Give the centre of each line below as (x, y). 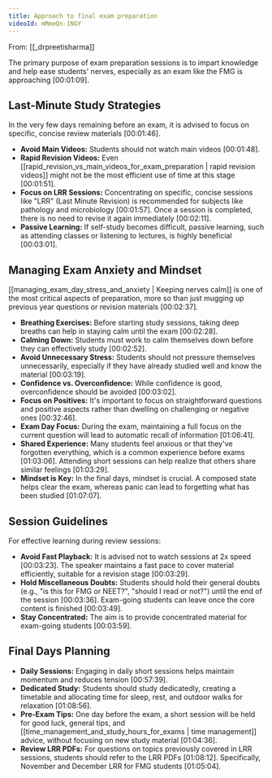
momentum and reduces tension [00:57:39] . (94, 680)
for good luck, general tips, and (73, 723)
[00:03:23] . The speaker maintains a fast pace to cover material (127, 565)
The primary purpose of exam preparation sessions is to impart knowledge (133, 63)
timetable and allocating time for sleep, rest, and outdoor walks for (132, 697)
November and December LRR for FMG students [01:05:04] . (121, 766)
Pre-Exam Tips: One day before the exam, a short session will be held (138, 714)
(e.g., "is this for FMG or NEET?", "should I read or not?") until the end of (141, 591)
